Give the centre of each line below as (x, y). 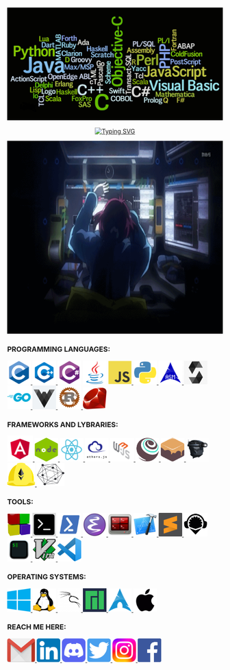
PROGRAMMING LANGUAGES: (59, 349)
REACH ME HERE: (37, 627)
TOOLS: (21, 501)
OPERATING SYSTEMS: (47, 577)
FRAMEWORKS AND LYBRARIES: (63, 424)
